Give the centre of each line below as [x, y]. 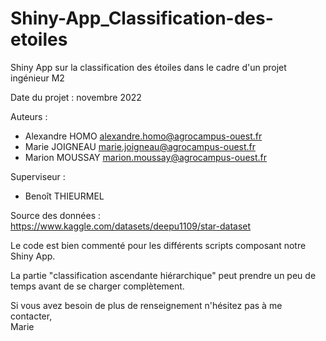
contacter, [31, 316]
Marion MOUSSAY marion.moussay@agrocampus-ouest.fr [146, 157]
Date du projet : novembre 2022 [76, 97]
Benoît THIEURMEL [64, 196]
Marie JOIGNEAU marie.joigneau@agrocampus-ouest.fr [140, 146]
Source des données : [56, 215]
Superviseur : [38, 176]
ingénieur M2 [37, 78]
